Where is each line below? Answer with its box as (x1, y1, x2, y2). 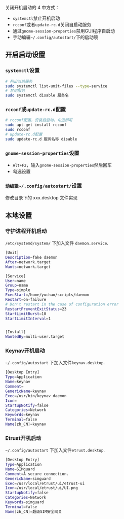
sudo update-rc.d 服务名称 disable (5, 136, 77, 142)
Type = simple (5, 288, 30, 293)
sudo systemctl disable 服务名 (5, 93, 69, 98)
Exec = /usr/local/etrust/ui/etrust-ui (5, 481, 85, 486)
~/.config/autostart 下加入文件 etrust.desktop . (5, 447, 105, 453)
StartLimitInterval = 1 (5, 316, 51, 321)
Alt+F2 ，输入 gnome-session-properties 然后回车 (12, 162, 112, 168)
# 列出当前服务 (5, 79, 33, 84)
